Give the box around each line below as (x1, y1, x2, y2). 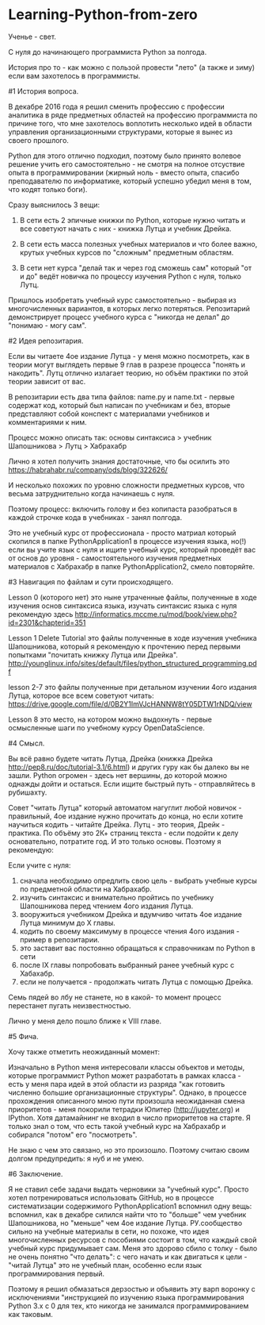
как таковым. (8, 1309, 54, 1319)
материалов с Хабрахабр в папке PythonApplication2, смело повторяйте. (8, 561, 256, 571)
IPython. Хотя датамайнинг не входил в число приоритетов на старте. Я (8, 1113, 251, 1123)
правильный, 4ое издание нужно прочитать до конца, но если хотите (8, 811, 244, 821)
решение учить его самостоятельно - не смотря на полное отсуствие (8, 159, 245, 168)
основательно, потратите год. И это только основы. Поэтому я (8, 836, 221, 846)
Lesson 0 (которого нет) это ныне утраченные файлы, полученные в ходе (8, 592, 257, 602)
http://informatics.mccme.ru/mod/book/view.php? (74, 609, 237, 618)
